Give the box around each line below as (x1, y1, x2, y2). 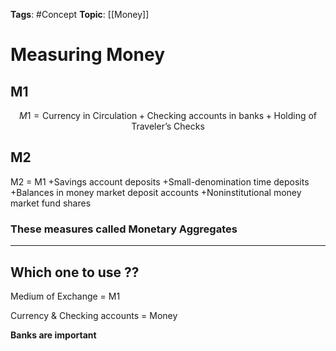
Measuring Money (10, 44, 165, 66)
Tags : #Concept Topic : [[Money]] (10, 9, 150, 20)
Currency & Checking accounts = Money (10, 309, 178, 321)
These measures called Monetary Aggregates (10, 222, 238, 236)
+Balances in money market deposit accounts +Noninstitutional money (10, 186, 302, 198)
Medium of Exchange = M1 (10, 290, 121, 302)
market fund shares (10, 197, 92, 209)
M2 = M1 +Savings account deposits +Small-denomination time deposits (10, 175, 310, 188)
